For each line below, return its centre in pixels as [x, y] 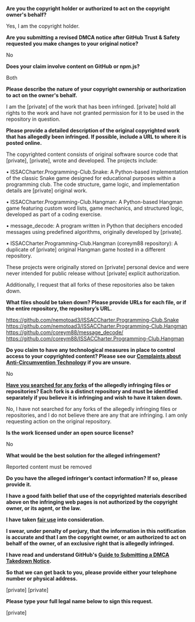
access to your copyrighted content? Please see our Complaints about [94, 356]
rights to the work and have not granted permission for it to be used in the [95, 113]
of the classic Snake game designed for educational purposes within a [91, 178]
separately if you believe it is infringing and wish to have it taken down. [94, 397]
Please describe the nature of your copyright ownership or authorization [96, 89]
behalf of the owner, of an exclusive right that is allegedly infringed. [90, 543]
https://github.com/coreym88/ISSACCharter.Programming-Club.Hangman [95, 339]
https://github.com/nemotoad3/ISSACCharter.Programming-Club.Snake [93, 320]
